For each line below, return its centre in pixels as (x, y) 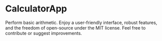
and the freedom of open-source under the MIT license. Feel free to (75, 27)
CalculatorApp (36, 9)
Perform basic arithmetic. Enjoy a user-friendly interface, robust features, (81, 22)
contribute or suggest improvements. (44, 33)
